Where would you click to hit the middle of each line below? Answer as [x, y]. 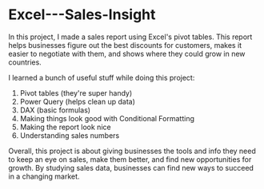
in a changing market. [44, 176]
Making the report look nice [65, 127]
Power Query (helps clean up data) [78, 101]
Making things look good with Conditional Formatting [107, 118]
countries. [25, 62]
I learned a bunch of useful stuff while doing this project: [102, 77]
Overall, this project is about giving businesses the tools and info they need [132, 151]
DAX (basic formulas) [55, 110]
